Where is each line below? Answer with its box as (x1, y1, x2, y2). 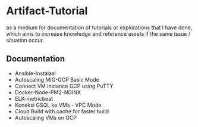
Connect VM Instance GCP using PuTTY (14, 82, 114, 89)
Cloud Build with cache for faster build (14, 107, 109, 114)
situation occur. (6, 36, 45, 44)
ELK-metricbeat (14, 95, 54, 102)
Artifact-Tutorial (6, 4, 88, 18)
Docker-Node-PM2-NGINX (14, 88, 81, 96)
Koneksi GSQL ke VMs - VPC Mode (14, 101, 102, 109)
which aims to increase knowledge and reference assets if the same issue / (6, 30, 191, 37)
